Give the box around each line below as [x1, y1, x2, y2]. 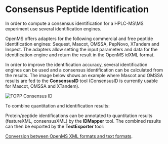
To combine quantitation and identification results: [5, 102, 110, 109]
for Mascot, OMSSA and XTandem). [5, 83, 80, 89]
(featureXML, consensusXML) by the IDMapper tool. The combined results [5, 118, 161, 124]
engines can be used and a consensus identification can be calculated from [5, 67, 163, 73]
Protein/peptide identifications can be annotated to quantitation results [5, 113, 153, 119]
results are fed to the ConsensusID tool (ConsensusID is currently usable [5, 78, 158, 84]
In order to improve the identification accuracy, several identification [5, 61, 148, 67]
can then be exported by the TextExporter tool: [5, 123, 104, 129]
